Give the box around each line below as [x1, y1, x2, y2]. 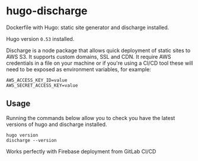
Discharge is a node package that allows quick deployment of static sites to [6, 46, 191, 54]
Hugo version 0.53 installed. [6, 35, 75, 42]
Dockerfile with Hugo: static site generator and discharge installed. [6, 24, 170, 31]
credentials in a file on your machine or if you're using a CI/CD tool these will [6, 59, 193, 67]
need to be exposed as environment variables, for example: [6, 65, 151, 72]
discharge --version [6, 137, 58, 143]
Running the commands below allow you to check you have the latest [6, 114, 175, 121]
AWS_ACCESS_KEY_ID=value [6, 77, 68, 83]
